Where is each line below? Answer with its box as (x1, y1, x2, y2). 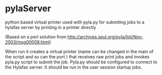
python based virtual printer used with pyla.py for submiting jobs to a (5, 19, 145, 25)
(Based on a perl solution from (5, 34, 67, 40)
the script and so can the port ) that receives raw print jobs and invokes (5, 53, 150, 59)
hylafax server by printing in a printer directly (5, 24, 97, 30)
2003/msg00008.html (5, 39, 50, 45)
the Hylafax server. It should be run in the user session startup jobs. (5, 64, 142, 70)
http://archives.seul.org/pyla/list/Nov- (67, 34, 143, 40)
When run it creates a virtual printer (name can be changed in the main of (5, 49, 154, 54)
